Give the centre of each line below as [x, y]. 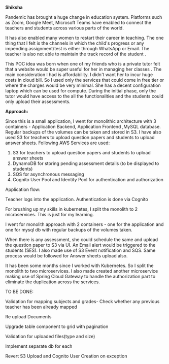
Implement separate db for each [39, 346]
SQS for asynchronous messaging [48, 174]
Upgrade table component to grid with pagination [57, 326]
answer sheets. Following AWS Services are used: [58, 143]
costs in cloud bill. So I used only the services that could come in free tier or [85, 80]
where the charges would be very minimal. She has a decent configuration [83, 85]
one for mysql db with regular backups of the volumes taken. [69, 230]
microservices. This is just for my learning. [50, 214]
